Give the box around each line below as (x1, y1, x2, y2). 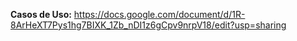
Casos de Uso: (10, 9, 72, 20)
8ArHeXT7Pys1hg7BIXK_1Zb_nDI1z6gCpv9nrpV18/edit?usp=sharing (10, 19, 287, 31)
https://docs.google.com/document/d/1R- (73, 9, 246, 20)
